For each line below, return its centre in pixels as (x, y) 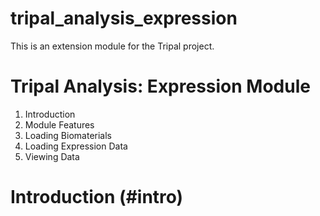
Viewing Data (52, 156)
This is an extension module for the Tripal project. (112, 46)
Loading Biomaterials (68, 135)
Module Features (59, 124)
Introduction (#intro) (97, 197)
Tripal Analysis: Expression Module (160, 86)
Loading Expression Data (76, 146)
